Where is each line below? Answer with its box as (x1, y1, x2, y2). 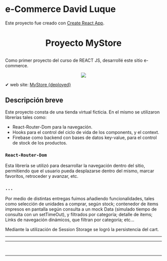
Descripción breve (5, 96, 64, 104)
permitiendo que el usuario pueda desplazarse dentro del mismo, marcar (5, 168, 155, 174)
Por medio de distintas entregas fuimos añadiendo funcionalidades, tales (5, 195, 155, 201)
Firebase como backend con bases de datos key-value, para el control (12, 134, 157, 140)
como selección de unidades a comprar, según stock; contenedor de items (5, 201, 159, 207)
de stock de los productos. (12, 140, 68, 146)
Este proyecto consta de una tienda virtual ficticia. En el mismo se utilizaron (5, 109, 160, 115)
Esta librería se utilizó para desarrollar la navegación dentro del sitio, (5, 162, 145, 168)
